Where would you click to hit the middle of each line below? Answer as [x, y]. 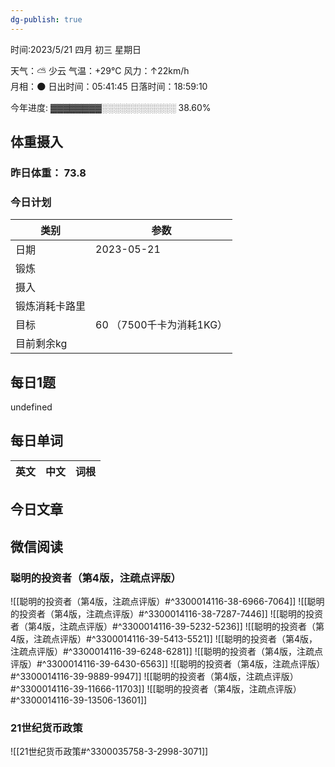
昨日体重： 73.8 [48, 173]
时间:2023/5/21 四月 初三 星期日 [76, 49]
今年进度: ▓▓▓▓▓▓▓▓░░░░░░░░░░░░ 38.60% [111, 107]
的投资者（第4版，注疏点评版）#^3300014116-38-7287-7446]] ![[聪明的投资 [166, 613]
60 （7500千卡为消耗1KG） [161, 325]
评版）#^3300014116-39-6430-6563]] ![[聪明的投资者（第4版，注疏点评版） [168, 663]
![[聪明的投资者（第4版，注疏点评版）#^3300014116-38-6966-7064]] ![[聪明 [167, 601]
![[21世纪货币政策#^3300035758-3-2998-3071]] [109, 752]
